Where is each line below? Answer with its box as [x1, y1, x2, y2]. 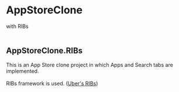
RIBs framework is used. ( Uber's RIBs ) [6, 80, 98, 87]
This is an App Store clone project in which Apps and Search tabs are [6, 61, 174, 68]
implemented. [6, 68, 39, 75]
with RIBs [6, 23, 29, 30]
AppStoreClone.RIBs [6, 46, 83, 56]
